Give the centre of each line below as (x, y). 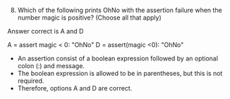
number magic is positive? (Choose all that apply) (90, 18)
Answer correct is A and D (46, 31)
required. (31, 81)
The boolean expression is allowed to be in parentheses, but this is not (120, 73)
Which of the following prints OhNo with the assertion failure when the (120, 10)
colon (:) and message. (51, 66)
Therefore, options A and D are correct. (75, 88)
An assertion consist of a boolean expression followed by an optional (118, 58)
